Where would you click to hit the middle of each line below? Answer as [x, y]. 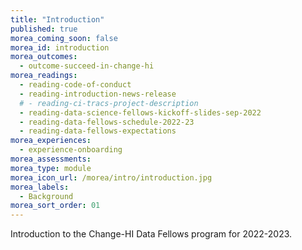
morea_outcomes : [44, 57]
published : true [44, 29]
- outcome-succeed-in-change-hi [87, 66]
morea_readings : [44, 76]
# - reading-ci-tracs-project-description [109, 103]
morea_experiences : [51, 141]
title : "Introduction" [57, 19]
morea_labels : [40, 187]
